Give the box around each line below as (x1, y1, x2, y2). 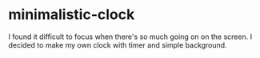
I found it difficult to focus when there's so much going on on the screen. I (8, 32, 253, 41)
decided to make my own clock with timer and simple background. (8, 40, 227, 49)
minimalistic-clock (8, 6, 135, 24)
